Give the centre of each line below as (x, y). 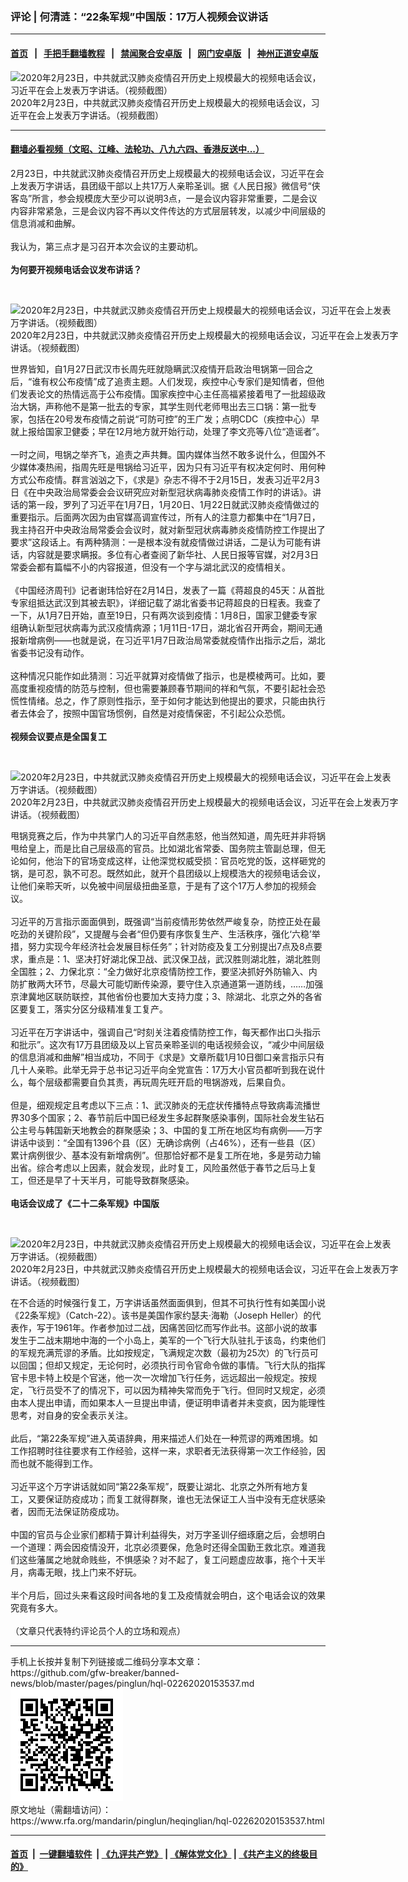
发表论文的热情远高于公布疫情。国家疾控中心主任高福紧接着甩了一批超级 (167, 394)
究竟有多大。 (36, 1607)
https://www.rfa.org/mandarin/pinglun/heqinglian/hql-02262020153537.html (167, 1820)
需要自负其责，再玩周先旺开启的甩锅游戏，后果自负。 (181, 1082)
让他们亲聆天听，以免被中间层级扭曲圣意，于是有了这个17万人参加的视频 (159, 885)
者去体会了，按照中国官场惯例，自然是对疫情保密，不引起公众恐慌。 (150, 713)
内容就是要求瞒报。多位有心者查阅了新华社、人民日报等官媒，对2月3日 (173, 554)
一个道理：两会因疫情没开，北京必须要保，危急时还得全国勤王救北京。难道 (163, 1547)
